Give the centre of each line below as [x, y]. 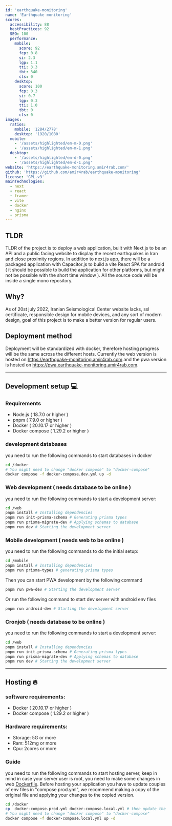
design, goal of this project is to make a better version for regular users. [81, 320]
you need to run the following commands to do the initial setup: [72, 551]
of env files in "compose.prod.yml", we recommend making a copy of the [82, 789]
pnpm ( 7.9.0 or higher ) [37, 420]
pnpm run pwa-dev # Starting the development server [63, 589]
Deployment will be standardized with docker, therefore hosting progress [82, 348]
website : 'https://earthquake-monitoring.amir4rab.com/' [67, 167]
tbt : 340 [28, 72]
